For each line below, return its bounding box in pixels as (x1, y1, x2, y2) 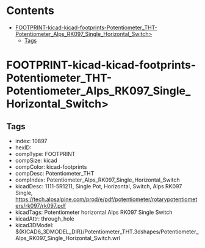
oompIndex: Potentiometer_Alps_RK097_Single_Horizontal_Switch (15, 176, 180, 183)
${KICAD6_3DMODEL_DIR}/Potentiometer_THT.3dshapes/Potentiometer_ (15, 228, 199, 235)
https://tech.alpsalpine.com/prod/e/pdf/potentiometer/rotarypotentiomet (15, 196, 198, 203)
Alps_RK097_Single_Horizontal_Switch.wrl (15, 234, 121, 241)
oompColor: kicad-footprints (15, 163, 87, 171)
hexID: (15, 144, 32, 151)
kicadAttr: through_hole (15, 214, 74, 222)
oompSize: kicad (15, 157, 58, 164)
